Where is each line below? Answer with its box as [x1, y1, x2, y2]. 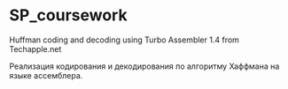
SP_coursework [9, 5, 128, 26]
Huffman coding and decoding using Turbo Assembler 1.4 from [9, 34, 239, 45]
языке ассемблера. [9, 70, 83, 80]
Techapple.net [9, 43, 62, 54]
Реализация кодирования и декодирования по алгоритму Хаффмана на [9, 61, 280, 71]
